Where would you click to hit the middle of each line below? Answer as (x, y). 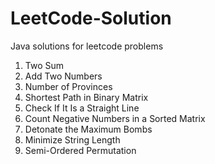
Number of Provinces (68, 86)
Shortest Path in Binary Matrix (86, 97)
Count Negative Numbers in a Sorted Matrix (115, 118)
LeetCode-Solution (91, 18)
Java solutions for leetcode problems (87, 46)
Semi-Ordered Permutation (80, 150)
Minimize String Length (72, 139)
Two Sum (44, 65)
